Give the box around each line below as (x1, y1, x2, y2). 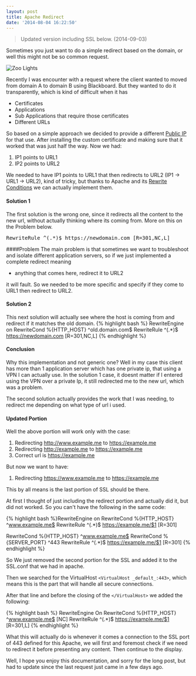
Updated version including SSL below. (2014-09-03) (20, 36, 147, 43)
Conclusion (6, 346, 35, 353)
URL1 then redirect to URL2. (6, 287, 73, 294)
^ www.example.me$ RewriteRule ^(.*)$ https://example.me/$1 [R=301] (6, 521, 177, 528)
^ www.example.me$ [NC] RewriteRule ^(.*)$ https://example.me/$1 (6, 615, 170, 623)
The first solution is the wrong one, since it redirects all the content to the (6, 210, 183, 217)
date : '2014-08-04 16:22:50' (6, 19, 77, 25)
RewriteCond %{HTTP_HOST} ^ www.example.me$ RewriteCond (6, 533, 163, 540)
